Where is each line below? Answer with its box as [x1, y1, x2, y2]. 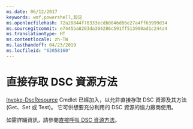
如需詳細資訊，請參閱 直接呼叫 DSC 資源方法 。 [6, 116, 120, 123]
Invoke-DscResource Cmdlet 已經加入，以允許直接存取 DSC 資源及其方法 [6, 96, 187, 103]
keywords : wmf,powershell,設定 [6, 14, 83, 20]
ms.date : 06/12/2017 [6, 8, 58, 15]
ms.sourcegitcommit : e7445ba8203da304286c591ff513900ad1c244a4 [6, 25, 168, 32]
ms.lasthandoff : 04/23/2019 [6, 42, 77, 48]
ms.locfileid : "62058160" [6, 48, 71, 54]
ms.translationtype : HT [6, 31, 66, 37]
